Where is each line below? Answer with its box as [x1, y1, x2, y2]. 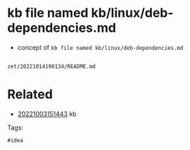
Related [7, 87, 53, 103]
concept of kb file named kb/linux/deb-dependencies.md [17, 43, 184, 51]
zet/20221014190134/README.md [7, 63, 96, 70]
